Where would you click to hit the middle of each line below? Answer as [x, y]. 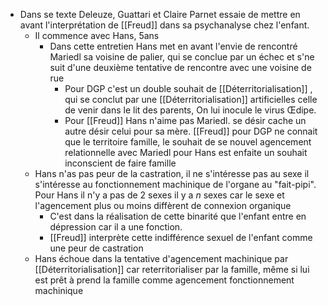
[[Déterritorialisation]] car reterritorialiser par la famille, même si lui [172, 269]
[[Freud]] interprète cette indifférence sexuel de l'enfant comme [181, 237]
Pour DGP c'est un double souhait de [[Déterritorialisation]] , [188, 88]
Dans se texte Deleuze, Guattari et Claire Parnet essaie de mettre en [160, 14]
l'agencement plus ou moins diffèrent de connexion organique [163, 205]
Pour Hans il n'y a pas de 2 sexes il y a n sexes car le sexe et [159, 195]
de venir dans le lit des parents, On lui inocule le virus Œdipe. [190, 110]
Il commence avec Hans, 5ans [97, 35]
